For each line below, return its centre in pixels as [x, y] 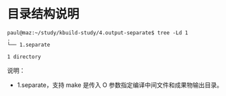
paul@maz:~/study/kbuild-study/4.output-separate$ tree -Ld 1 [98, 33]
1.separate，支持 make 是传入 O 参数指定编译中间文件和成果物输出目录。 [120, 85]
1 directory [24, 57]
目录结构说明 [43, 14]
